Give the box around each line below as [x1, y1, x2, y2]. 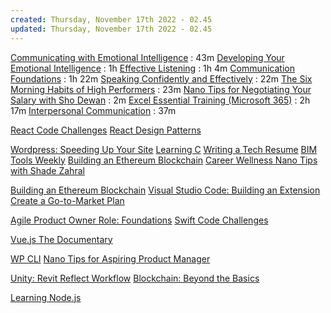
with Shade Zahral [10, 164, 85, 176]
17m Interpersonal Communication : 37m [10, 104, 177, 116]
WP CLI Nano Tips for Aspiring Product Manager [10, 252, 211, 265]
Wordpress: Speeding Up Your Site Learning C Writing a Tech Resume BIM [10, 143, 318, 155]
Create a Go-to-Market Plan [10, 194, 125, 206]
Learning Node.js [10, 291, 82, 303]
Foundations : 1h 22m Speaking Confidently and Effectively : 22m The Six [10, 72, 313, 85]
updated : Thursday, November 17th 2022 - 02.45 [10, 24, 213, 34]
